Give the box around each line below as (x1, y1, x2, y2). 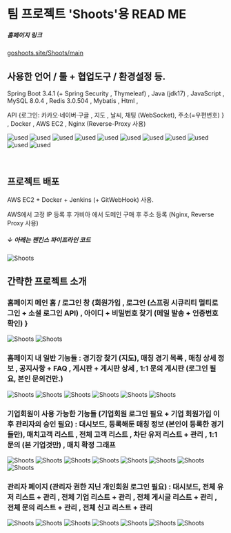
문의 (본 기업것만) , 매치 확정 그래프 (7, 440, 116, 449)
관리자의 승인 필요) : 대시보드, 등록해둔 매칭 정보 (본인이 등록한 (14, 419, 209, 429)
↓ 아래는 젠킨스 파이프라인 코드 (7, 236, 91, 244)
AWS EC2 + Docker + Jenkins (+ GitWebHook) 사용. (7, 195, 154, 204)
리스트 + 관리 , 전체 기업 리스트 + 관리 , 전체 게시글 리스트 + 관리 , (14, 492, 217, 502)
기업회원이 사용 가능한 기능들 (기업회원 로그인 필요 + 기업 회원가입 (7, 409, 212, 418)
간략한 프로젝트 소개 (7, 276, 87, 288)
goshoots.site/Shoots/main (7, 49, 84, 57)
